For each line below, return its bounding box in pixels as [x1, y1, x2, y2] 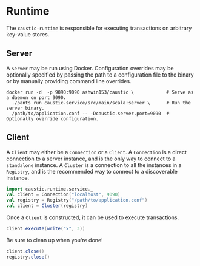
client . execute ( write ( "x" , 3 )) [6, 226, 85, 232]
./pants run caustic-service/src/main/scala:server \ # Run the [12, 100, 191, 106]
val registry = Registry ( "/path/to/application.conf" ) [6, 197, 148, 203]
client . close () [6, 248, 45, 254]
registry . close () [6, 254, 50, 260]
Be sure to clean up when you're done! [6, 236, 103, 244]
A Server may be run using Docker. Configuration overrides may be [6, 64, 174, 72]
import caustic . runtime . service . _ [6, 186, 94, 192]
